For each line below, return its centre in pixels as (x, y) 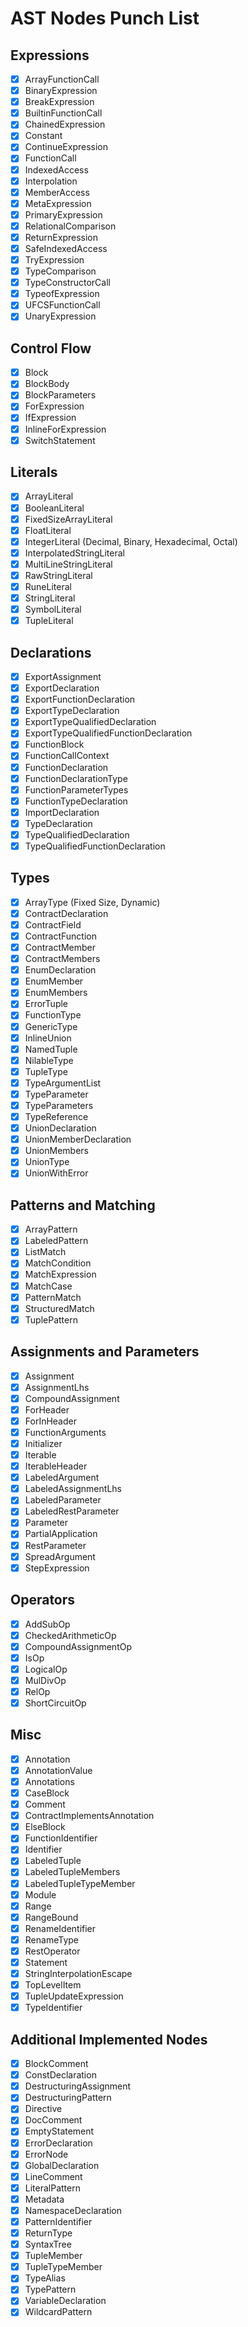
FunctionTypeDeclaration (76, 801)
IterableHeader (56, 1466)
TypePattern (50, 2289)
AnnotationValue (58, 1770)
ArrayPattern (51, 1229)
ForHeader (47, 1409)
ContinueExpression (66, 147)
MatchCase (48, 1286)
